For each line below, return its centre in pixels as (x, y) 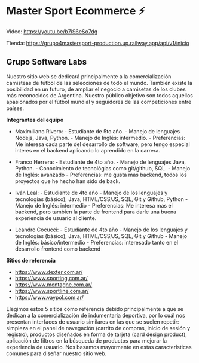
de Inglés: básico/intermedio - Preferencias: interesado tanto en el (96, 242)
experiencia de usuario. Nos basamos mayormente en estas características (99, 347)
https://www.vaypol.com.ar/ (49, 297)
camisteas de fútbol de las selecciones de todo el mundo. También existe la (99, 83)
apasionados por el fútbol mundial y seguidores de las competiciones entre (99, 102)
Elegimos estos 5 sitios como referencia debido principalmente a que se (95, 309)
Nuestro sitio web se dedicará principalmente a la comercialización (89, 76)
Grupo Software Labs (47, 62)
